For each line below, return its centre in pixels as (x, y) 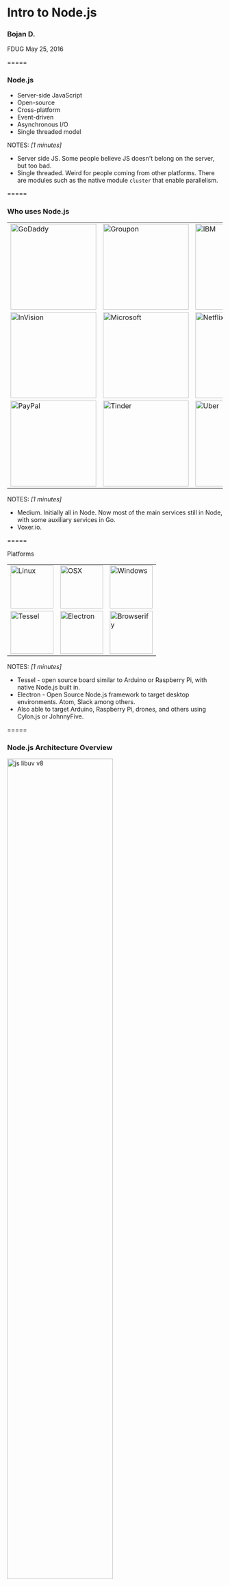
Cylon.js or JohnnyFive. (50, 716)
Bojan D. (21, 34)
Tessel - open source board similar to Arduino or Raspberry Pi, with (112, 680)
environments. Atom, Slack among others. (76, 702)
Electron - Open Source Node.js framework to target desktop (103, 694)
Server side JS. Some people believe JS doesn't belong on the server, (116, 158)
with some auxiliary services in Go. (66, 520)
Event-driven (35, 117)
